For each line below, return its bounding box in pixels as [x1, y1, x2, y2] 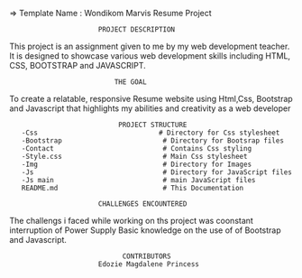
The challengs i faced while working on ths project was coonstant [9, 216, 254, 226]
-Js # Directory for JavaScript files [21, 168, 293, 177]
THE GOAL [114, 78, 147, 87]
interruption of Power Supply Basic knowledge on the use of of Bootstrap [9, 225, 281, 236]
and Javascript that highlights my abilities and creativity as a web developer [9, 103, 291, 114]
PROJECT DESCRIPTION [97, 25, 176, 34]
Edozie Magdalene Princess [97, 260, 200, 269]
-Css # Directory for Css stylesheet [21, 128, 280, 137]
